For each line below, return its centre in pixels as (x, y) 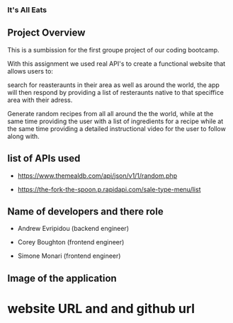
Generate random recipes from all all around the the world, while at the (110, 113)
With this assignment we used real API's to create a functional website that (116, 63)
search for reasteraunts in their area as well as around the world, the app (113, 85)
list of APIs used (44, 158)
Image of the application (62, 278)
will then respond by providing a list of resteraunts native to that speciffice (116, 92)
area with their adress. (40, 100)
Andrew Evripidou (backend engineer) (73, 229)
